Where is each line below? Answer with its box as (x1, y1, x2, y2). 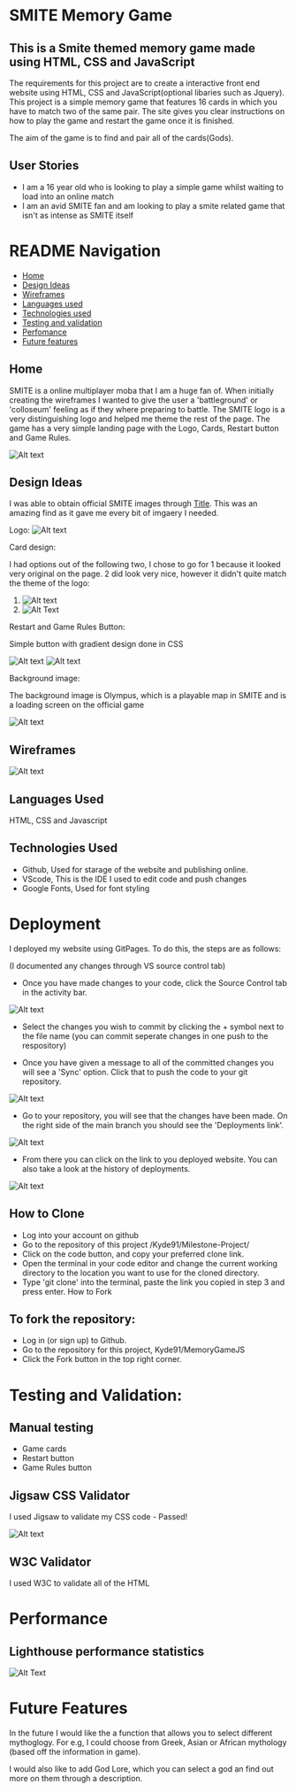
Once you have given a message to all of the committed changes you (21, 1057, 274, 1067)
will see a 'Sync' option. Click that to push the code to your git (21, 1066, 248, 1077)
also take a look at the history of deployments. (21, 1163, 191, 1173)
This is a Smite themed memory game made (9, 41, 256, 56)
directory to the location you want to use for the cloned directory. (21, 1267, 260, 1278)
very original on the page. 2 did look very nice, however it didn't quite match (9, 568, 287, 580)
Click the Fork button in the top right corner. (21, 1354, 182, 1365)
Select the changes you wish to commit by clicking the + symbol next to (21, 1021, 285, 1032)
